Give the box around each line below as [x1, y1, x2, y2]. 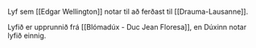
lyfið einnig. [7, 31, 47, 40]
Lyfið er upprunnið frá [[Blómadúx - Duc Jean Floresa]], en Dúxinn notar [7, 22, 247, 31]
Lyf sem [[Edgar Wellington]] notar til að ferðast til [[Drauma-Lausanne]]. [7, 7, 249, 16]
